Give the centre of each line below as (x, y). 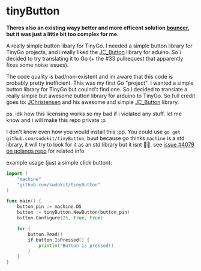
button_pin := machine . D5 (49, 207)
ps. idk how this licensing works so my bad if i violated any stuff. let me (94, 114)
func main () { (24, 201)
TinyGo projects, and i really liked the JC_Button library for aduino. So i (94, 52)
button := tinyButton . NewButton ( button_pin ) (73, 212)
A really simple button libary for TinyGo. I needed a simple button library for (100, 46)
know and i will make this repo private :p (56, 120)
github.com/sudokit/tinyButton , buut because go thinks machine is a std (95, 138)
